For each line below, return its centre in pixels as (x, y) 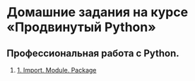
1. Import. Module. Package (57, 70)
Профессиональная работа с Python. (93, 53)
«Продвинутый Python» (81, 27)
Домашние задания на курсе (97, 12)
